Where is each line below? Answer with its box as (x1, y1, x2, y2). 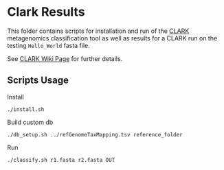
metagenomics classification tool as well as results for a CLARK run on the (7, 34, 218, 42)
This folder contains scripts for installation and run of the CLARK (7, 27, 190, 35)
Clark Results (7, 4, 85, 20)
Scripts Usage (7, 75, 69, 86)
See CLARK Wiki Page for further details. (7, 54, 123, 62)
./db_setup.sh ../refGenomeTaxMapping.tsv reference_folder (7, 131, 183, 138)
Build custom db (7, 118, 54, 126)
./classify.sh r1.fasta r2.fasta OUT (7, 156, 115, 163)
